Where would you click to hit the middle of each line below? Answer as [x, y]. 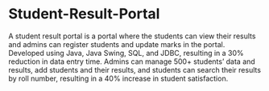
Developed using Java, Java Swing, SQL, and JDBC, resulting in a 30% [126, 53]
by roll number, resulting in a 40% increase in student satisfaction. [118, 78]
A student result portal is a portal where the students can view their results [132, 36]
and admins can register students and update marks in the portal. [117, 44]
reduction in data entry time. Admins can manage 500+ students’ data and [132, 61]
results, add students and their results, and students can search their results [135, 69]
